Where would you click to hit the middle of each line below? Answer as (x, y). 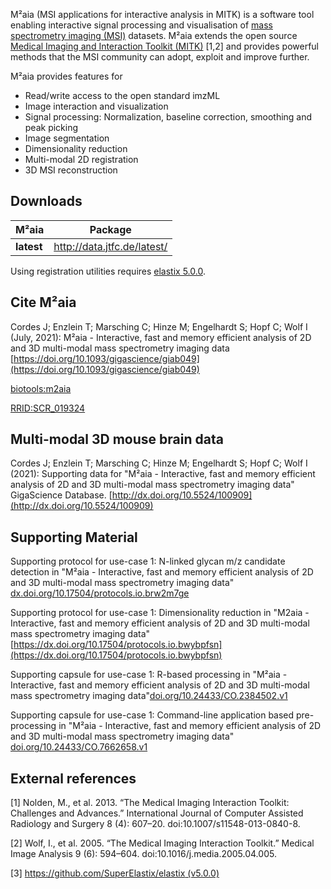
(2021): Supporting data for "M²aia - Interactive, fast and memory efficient (163, 474)
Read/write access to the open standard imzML (122, 95)
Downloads (46, 201)
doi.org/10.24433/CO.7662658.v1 (79, 747)
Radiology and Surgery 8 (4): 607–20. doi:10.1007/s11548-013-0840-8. (155, 824)
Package (110, 229)
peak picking (51, 127)
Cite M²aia (43, 302)
